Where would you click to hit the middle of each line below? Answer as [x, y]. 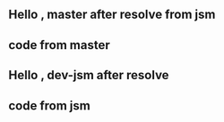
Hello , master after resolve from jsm [112, 15]
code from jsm [49, 106]
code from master [60, 45]
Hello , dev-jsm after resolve [89, 75]
